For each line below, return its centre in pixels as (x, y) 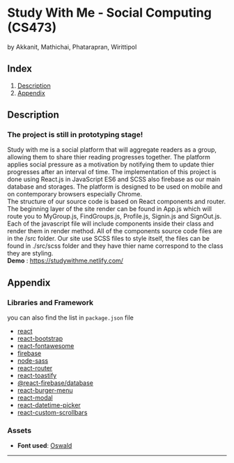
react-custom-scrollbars (52, 413)
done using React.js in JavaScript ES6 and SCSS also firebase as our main (114, 180)
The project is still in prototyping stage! (75, 135)
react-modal (35, 398)
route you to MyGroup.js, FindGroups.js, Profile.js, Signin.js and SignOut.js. (114, 217)
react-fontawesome (46, 346)
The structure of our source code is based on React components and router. (117, 202)
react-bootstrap (40, 338)
